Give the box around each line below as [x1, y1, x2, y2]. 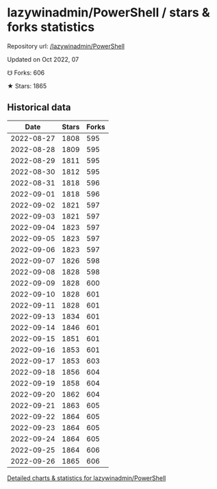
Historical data [7, 101, 71, 114]
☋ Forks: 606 [7, 68, 45, 77]
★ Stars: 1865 [7, 81, 47, 90]
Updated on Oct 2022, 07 [7, 55, 79, 63]
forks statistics [7, 19, 94, 35]
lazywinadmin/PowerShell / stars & [7, 5, 210, 21]
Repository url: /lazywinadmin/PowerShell [7, 42, 125, 50]
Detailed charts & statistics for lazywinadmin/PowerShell [7, 474, 166, 482]
